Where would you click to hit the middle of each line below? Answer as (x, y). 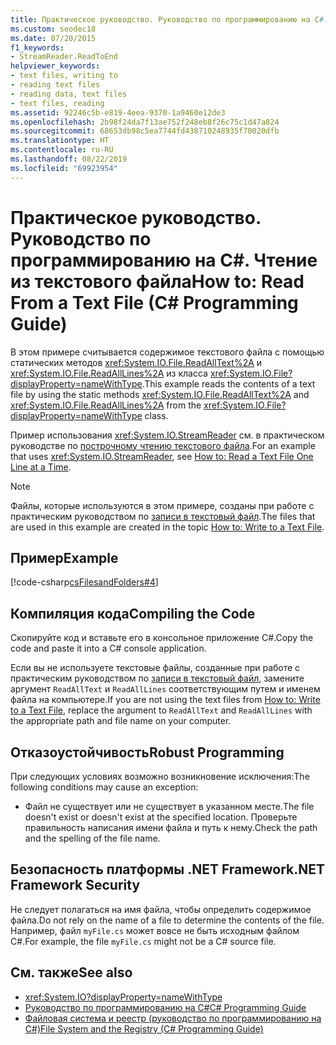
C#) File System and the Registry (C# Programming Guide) (144, 1028)
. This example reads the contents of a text (228, 383)
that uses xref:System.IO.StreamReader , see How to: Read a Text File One (162, 456)
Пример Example (64, 557)
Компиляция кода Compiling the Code (133, 613)
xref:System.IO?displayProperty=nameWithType (123, 997)
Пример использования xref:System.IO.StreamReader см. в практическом (167, 435)
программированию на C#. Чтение (164, 260)
